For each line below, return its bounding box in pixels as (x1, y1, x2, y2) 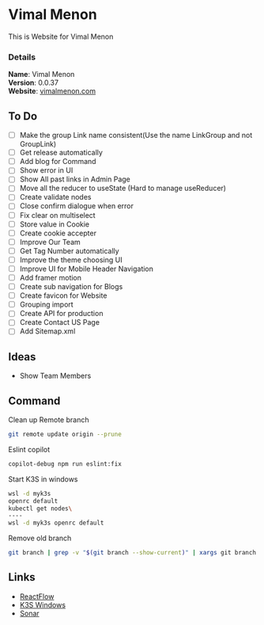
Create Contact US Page (19, 318, 100, 327)
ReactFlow (19, 592, 55, 601)
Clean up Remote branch (8, 415, 89, 425)
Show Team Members (19, 371, 92, 381)
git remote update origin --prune (8, 430, 123, 439)
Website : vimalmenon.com (8, 86, 96, 96)
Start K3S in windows (8, 474, 78, 484)
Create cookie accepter (19, 228, 97, 238)
